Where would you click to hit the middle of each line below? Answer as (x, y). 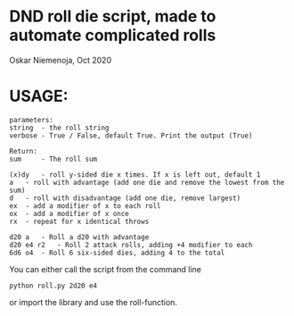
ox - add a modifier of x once (69, 213)
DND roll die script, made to (113, 17)
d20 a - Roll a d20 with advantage (79, 237)
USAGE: (39, 96)
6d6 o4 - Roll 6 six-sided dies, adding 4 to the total (117, 253)
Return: (24, 151)
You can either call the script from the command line (106, 269)
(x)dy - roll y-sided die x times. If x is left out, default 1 (135, 175)
